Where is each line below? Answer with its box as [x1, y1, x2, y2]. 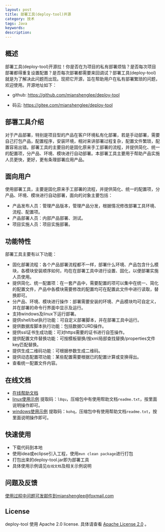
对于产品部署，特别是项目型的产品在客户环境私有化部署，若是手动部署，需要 [5, 132, 160, 138]
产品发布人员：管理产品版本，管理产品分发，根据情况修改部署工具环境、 [12, 203, 159, 209]
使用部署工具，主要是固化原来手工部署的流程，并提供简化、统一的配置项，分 [5, 186, 160, 192]
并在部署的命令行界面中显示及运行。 [12, 305, 86, 311]
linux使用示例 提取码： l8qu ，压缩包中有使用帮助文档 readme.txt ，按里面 [12, 396, 157, 402]
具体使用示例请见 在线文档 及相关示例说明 [12, 463, 92, 468]
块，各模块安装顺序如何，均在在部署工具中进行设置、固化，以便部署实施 [12, 268, 159, 274]
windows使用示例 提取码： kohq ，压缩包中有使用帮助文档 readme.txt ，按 [12, 408, 157, 414]
